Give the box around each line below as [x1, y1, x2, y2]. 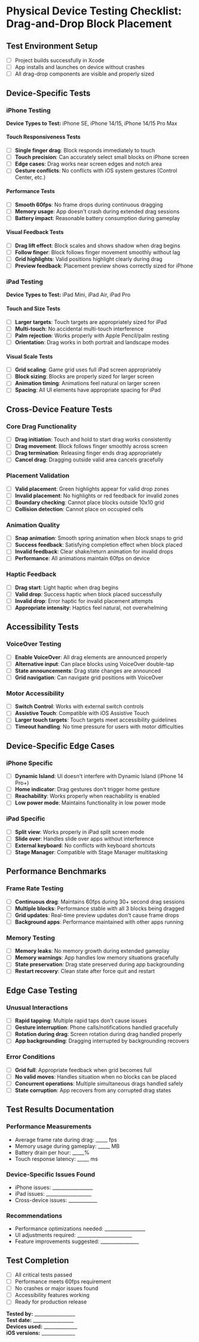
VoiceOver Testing [6, 640, 62, 649]
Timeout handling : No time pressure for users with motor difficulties [14, 723, 184, 730]
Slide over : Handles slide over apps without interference [14, 835, 154, 842]
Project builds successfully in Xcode [14, 57, 105, 64]
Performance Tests [6, 187, 55, 194]
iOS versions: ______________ [6, 1329, 76, 1337]
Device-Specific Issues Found [6, 1170, 96, 1178]
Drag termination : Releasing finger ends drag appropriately [14, 449, 162, 457]
